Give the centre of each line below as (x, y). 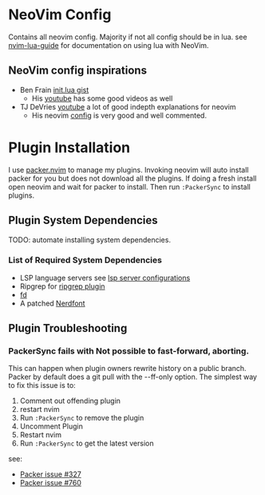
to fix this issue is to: (42, 385)
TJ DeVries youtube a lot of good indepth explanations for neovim (128, 106)
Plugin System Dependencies (83, 220)
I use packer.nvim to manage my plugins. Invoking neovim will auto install (129, 170)
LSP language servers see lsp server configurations (105, 277)
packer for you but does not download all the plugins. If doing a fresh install (132, 178)
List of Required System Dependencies (85, 260)
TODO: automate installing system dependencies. (90, 240)
